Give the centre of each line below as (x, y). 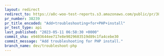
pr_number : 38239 (22, 19)
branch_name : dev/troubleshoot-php (41, 46)
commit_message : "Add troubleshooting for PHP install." (64, 41)
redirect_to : (18, 14)
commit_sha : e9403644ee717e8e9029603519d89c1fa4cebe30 (62, 37)
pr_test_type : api (23, 28)
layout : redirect (22, 9)
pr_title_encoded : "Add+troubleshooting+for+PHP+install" (65, 23)
